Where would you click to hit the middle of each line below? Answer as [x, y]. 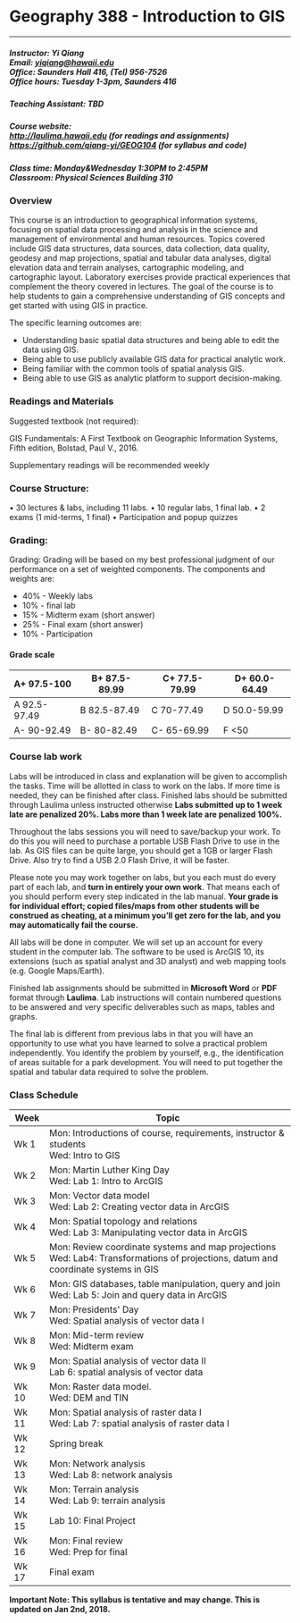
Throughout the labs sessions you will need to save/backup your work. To [145, 831]
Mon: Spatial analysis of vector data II [128, 1361]
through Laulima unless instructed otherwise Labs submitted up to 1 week [146, 804]
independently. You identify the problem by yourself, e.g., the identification [146, 1053]
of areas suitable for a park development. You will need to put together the [146, 1062]
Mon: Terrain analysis [94, 1490]
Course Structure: [49, 488]
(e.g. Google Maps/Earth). [57, 971]
